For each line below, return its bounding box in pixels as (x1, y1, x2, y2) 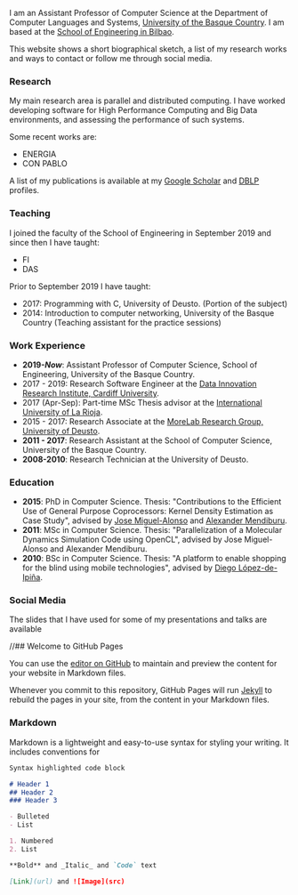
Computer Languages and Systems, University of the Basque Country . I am (9, 17, 285, 28)
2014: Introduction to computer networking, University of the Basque (21, 307, 275, 318)
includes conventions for (9, 746, 101, 757)
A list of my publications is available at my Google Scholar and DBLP (9, 175, 260, 186)
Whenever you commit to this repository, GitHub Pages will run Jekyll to (9, 685, 273, 696)
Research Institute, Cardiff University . (21, 387, 160, 399)
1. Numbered (9, 836, 53, 846)
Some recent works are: (9, 132, 98, 142)
